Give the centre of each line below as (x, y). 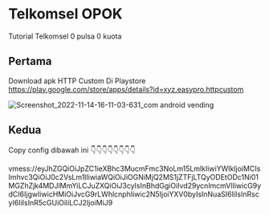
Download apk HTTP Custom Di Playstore (77, 80)
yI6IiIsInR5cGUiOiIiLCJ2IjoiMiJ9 (61, 202)
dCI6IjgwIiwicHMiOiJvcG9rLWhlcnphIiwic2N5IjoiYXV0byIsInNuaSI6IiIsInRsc (134, 194)
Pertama (30, 61)
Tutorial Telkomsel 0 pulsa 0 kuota (65, 36)
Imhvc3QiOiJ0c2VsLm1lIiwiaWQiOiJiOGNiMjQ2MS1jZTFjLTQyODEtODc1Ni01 (134, 176)
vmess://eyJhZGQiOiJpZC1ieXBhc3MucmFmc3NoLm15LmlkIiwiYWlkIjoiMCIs (134, 168)
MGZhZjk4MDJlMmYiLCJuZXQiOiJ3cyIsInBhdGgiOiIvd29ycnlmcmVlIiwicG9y (135, 185)
